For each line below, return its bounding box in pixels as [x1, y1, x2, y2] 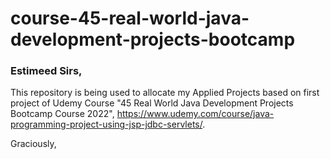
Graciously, [10, 138, 57, 150]
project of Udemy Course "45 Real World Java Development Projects [10, 97, 294, 109]
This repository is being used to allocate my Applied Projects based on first [10, 87, 320, 99]
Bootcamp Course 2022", [10, 108, 115, 120]
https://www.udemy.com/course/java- [116, 108, 275, 120]
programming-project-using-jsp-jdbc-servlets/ [10, 118, 203, 131]
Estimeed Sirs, [10, 64, 83, 78]
